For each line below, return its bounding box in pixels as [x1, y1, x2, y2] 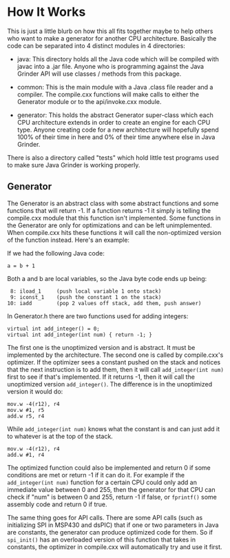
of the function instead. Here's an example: [7, 236, 129, 244]
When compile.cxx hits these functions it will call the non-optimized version [7, 228, 222, 236]
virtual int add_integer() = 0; [7, 325, 100, 332]
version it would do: [7, 387, 63, 395]
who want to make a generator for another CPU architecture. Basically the [7, 34, 217, 42]
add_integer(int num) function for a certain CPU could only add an [7, 478, 198, 486]
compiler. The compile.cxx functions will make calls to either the [17, 90, 200, 99]
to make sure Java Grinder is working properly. [7, 161, 140, 169]
